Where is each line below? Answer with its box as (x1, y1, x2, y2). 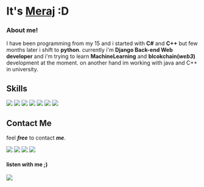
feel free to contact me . (6, 134, 66, 141)
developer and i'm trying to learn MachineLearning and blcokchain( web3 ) (6, 53, 196, 60)
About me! (6, 26, 38, 35)
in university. (6, 66, 38, 73)
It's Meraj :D (6, 4, 69, 18)
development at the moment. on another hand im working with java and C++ (6, 59, 198, 66)
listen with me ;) (6, 160, 48, 168)
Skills (6, 83, 27, 94)
